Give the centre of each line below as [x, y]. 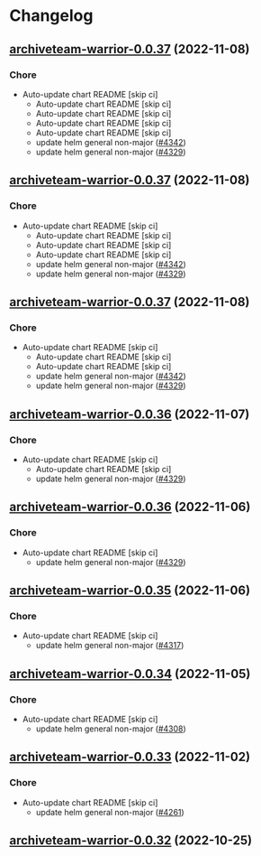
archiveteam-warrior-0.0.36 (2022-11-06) [130, 507]
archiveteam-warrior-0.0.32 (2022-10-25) [131, 841]
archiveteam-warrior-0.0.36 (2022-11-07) [130, 414]
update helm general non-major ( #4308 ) [111, 729]
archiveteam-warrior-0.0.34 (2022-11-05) [130, 674]
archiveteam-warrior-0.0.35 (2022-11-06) [130, 591]
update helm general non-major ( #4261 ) [110, 812]
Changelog [51, 16]
